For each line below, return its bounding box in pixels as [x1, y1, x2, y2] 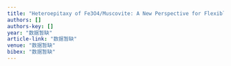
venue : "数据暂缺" [7, 42, 56, 49]
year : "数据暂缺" [7, 29, 53, 36]
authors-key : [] [7, 23, 54, 30]
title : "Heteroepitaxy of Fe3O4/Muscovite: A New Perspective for [7, 10, 201, 17]
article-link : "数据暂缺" [7, 36, 78, 43]
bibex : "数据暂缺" [7, 49, 56, 56]
